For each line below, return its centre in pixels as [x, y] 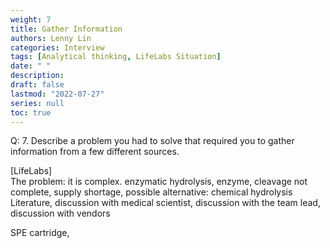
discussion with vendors [60, 213]
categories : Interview [57, 47]
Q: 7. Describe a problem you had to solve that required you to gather [152, 141]
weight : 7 [31, 19]
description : [37, 76]
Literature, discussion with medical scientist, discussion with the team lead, [165, 203]
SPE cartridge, [40, 233]
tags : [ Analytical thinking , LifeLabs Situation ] [116, 57]
